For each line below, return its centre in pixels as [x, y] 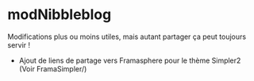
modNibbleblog [60, 15]
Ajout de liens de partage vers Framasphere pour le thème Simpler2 [130, 60]
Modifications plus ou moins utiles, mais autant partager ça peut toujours [127, 37]
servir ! [19, 44]
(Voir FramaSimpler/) [53, 68]
